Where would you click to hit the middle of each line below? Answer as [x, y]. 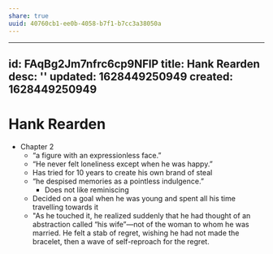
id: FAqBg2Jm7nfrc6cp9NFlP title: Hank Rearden [134, 64]
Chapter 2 [37, 146]
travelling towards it [65, 207]
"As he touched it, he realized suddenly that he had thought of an [141, 215]
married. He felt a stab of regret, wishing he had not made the [136, 233]
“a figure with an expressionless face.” [97, 155]
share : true [28, 16]
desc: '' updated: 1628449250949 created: [121, 77]
